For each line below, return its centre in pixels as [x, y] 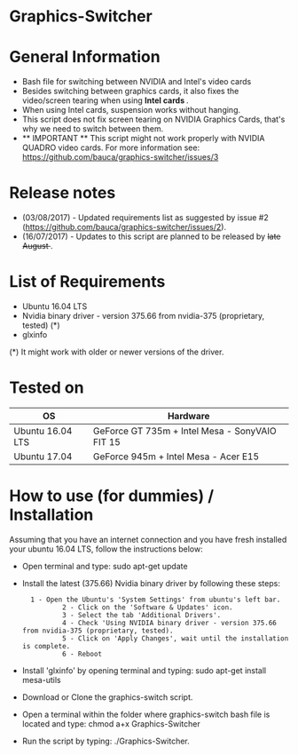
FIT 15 [107, 441]
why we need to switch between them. [93, 129]
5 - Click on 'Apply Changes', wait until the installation [175, 638]
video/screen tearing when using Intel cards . [105, 100]
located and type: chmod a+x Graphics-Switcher [111, 723]
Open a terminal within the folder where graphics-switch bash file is [146, 714]
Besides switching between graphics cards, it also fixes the [130, 91]
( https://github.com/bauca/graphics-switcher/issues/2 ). [124, 227]
